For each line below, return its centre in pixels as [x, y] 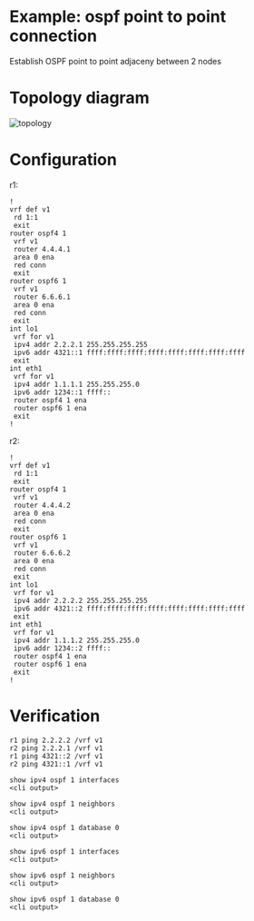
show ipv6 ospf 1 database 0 [64, 899]
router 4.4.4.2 [42, 505]
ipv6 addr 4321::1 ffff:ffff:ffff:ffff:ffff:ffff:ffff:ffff [129, 352]
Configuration [63, 160]
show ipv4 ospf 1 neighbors [63, 804]
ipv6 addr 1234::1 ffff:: [62, 392]
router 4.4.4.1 [42, 249]
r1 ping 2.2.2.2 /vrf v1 [56, 740]
